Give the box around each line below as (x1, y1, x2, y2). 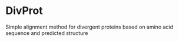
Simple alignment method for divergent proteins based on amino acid (5, 23, 174, 30)
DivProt (5, 4, 43, 17)
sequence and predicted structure (5, 29, 88, 36)
